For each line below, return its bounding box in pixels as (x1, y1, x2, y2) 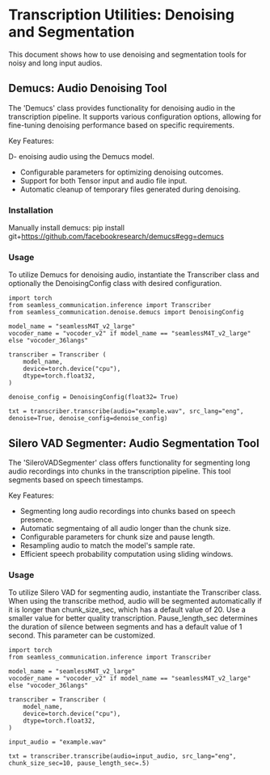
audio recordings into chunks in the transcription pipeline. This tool (8, 466, 231, 476)
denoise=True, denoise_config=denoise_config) (8, 415, 168, 423)
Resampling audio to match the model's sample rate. (19, 541, 196, 550)
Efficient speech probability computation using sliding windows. (19, 550, 234, 559)
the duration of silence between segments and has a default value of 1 (8, 622, 243, 632)
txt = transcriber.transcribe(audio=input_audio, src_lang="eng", (8, 752, 237, 760)
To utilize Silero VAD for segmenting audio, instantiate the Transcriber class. (8, 588, 262, 597)
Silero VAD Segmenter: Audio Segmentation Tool (8, 436, 260, 450)
